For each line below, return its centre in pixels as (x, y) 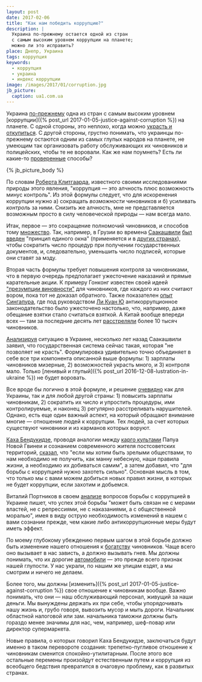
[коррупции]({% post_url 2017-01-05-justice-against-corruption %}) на (96, 120)
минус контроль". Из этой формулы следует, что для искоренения (92, 195)
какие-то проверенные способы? (49, 158)
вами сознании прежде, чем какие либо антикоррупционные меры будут (101, 522)
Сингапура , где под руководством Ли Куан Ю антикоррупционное (92, 301)
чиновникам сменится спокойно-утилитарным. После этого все (90, 653)
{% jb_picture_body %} (35, 170)
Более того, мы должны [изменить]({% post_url (67, 583)
